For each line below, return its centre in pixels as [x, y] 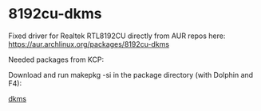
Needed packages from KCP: [56, 59]
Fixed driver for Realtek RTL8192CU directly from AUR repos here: [117, 36]
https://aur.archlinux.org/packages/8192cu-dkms [89, 44]
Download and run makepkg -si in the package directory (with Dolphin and [131, 75]
